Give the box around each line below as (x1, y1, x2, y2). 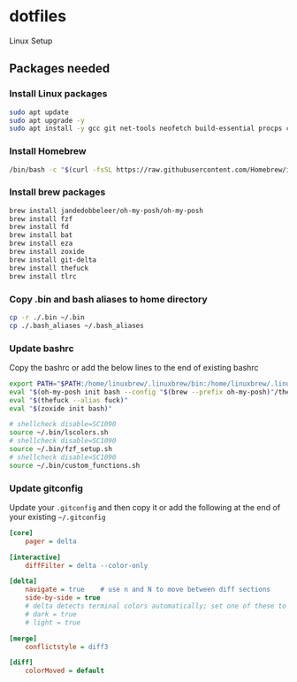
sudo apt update (9, 108, 69, 117)
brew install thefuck (9, 264, 89, 272)
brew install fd (9, 223, 69, 232)
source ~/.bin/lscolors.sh (9, 428, 109, 437)
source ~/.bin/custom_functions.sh (9, 461, 141, 470)
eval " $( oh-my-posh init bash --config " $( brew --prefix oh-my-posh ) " (9, 387, 275, 396)
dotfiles (9, 6, 67, 27)
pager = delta (25, 537, 77, 546)
